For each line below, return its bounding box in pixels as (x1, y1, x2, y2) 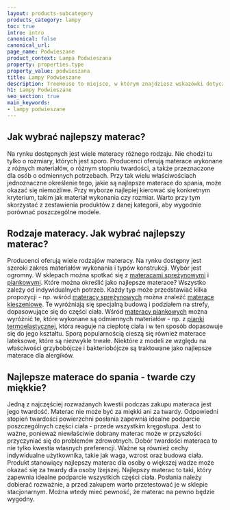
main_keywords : (7, 100, 51, 106)
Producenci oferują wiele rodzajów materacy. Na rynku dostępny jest (7, 257, 202, 265)
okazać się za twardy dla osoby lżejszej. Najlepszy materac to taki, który (7, 466, 212, 474)
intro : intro (7, 29, 44, 36)
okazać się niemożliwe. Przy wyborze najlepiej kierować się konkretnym (7, 186, 211, 194)
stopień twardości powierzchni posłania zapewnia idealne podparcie (7, 415, 201, 423)
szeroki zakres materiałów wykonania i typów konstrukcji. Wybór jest (7, 264, 202, 272)
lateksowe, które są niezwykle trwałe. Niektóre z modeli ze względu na (7, 337, 207, 345)
